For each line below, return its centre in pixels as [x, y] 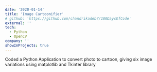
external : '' [18, 23]
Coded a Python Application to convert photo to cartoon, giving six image [78, 59]
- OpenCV [18, 37]
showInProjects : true [27, 45]
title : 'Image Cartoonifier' [35, 14]
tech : [10, 28]
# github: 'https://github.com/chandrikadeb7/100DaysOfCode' [68, 18]
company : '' [17, 41]
